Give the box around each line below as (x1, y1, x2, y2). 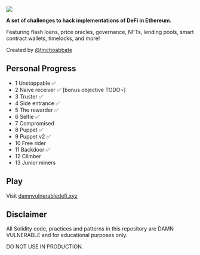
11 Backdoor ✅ (14, 146, 51, 153)
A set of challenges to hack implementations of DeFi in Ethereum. (6, 17, 172, 24)
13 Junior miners (14, 159, 56, 166)
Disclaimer (6, 210, 47, 220)
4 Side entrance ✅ (14, 99, 61, 107)
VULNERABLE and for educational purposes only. (6, 232, 128, 239)
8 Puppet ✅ (14, 126, 44, 133)
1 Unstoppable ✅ (14, 79, 57, 87)
